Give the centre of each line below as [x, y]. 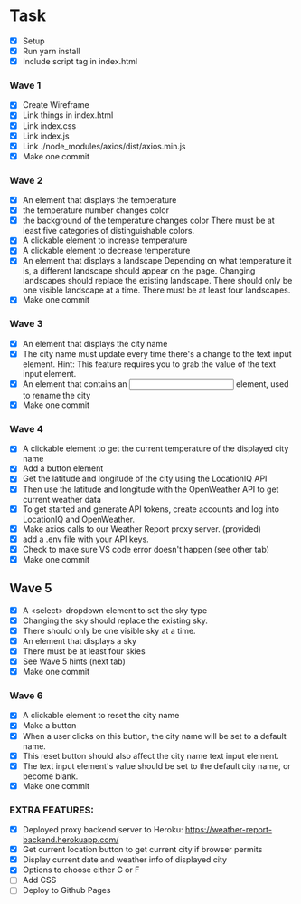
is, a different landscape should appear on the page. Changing [139, 271]
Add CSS [39, 880]
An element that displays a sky [80, 640]
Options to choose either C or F [81, 870]
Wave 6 [26, 696]
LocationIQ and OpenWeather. [79, 519]
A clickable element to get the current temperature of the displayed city [155, 448]
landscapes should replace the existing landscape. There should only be [157, 281]
